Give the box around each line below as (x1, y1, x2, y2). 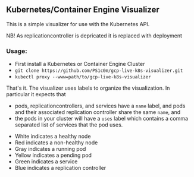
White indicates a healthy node (14, 133, 91, 140)
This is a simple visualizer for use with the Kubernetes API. (6, 20, 150, 27)
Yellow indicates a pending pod (14, 151, 92, 159)
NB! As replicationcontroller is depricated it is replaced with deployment (6, 32, 183, 39)
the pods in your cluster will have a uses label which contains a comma (14, 115, 189, 122)
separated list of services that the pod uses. (14, 121, 123, 128)
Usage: (6, 47, 28, 55)
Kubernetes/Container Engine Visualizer (6, 5, 159, 15)
